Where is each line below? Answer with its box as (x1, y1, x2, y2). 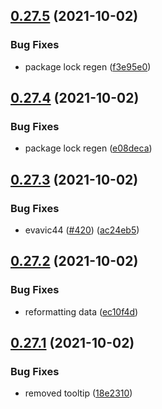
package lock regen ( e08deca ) (24, 142, 153, 154)
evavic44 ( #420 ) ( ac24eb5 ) (24, 224, 140, 236)
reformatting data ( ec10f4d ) (24, 305, 139, 318)
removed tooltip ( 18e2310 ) (24, 387, 133, 399)
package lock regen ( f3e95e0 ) (24, 60, 152, 73)
